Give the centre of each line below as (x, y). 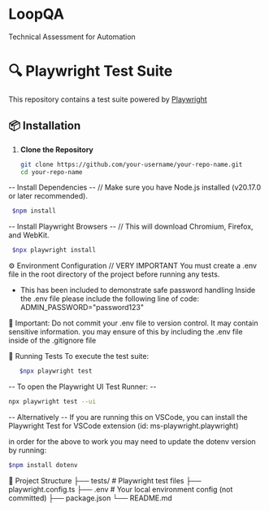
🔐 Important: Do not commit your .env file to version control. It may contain (133, 323)
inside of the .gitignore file (52, 341)
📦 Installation (45, 126)
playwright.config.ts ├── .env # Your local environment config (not (121, 489)
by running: (28, 450)
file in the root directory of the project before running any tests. (114, 274)
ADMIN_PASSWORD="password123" (82, 308)
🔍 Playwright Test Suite (91, 71)
